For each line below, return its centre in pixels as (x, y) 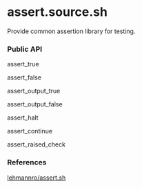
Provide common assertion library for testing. (71, 31)
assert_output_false (35, 104)
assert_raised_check (36, 144)
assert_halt (23, 117)
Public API (25, 49)
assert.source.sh (58, 12)
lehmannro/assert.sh (37, 178)
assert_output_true (34, 91)
